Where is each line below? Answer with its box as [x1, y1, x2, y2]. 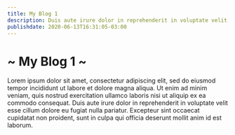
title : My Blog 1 [7, 10, 58, 17]
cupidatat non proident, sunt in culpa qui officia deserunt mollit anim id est [7, 113, 222, 122]
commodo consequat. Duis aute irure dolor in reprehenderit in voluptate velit [7, 99, 228, 107]
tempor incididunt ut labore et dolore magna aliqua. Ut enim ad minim [7, 84, 208, 92]
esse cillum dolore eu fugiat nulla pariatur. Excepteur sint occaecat [7, 106, 200, 115]
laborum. [7, 121, 34, 129]
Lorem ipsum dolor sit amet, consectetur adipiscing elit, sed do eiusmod [7, 76, 216, 85]
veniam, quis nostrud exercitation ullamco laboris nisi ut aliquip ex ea [7, 92, 206, 100]
